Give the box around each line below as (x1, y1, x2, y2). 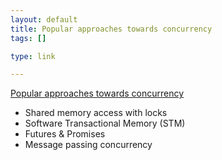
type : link (10, 51, 56, 61)
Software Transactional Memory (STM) (24, 117, 186, 130)
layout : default (10, 14, 78, 25)
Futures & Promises (24, 128, 106, 140)
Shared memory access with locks (24, 107, 168, 119)
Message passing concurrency (24, 139, 153, 151)
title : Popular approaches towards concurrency (10, 24, 213, 34)
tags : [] (10, 33, 47, 43)
